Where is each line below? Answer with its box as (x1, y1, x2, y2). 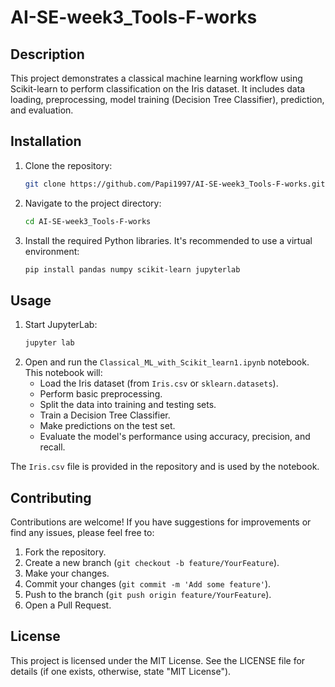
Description (10, 46, 85, 63)
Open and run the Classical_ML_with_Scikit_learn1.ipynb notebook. (24, 356, 310, 368)
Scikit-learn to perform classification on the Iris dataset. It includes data (10, 83, 306, 95)
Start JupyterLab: (24, 319, 98, 331)
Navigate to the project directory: (24, 197, 162, 209)
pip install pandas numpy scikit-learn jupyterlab (24, 264, 241, 275)
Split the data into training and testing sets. (39, 399, 217, 411)
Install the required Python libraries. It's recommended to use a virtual (24, 234, 313, 246)
